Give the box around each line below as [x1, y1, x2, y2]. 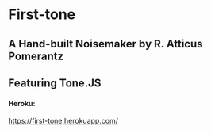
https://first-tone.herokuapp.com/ [8, 116, 119, 126]
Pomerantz [8, 49, 64, 63]
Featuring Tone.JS [8, 76, 102, 89]
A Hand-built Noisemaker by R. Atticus [8, 37, 204, 51]
